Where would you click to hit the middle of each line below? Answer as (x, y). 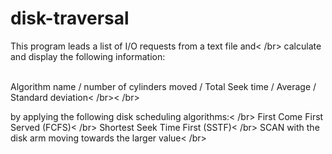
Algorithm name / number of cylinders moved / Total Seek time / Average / (163, 86)
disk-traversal (70, 18)
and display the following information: (88, 56)
